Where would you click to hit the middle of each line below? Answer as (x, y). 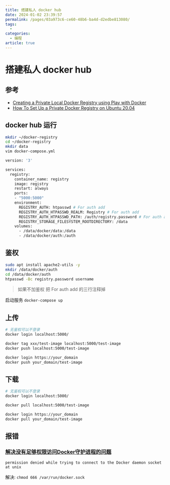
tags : (11, 24)
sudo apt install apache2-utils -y (43, 265)
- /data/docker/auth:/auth (47, 236)
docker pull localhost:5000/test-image (47, 405)
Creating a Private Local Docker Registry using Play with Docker (79, 103)
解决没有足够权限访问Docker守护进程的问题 (58, 451)
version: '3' (19, 160)
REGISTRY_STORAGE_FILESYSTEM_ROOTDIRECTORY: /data (73, 221)
